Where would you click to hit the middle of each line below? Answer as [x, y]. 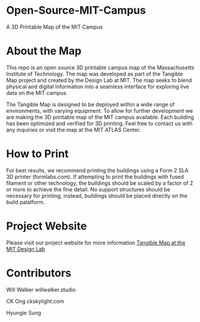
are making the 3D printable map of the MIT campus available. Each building [100, 117]
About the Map [44, 51]
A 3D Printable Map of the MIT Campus [55, 27]
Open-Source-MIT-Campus [76, 10]
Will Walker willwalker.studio [41, 289]
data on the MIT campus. [37, 92]
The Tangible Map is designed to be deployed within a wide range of [90, 104]
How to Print [37, 154]
